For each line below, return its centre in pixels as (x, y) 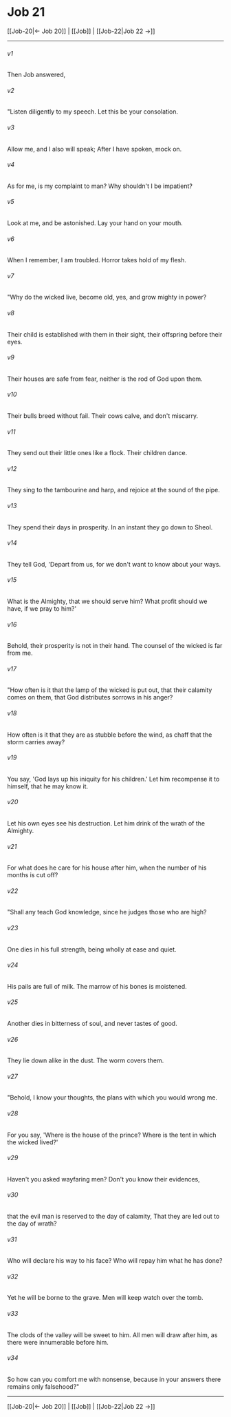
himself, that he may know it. (48, 786)
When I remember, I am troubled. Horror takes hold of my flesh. (97, 260)
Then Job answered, (36, 75)
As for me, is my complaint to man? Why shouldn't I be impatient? (100, 186)
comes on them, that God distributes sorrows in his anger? (90, 697)
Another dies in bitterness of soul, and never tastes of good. (92, 1024)
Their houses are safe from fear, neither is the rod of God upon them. (105, 379)
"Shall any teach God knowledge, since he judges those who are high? (107, 912)
